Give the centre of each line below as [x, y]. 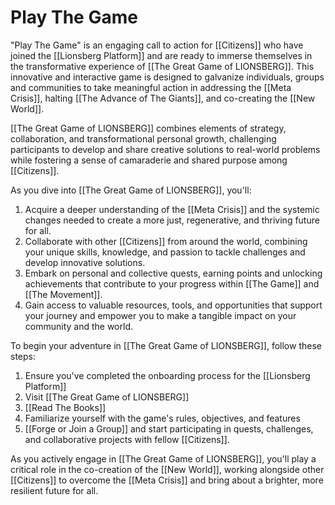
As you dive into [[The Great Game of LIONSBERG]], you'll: [131, 190]
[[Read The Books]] [65, 407]
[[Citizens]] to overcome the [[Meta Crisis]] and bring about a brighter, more [167, 480]
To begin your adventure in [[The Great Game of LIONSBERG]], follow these [166, 345]
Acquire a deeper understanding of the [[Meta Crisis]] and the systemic [172, 209]
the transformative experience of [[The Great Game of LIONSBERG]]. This [162, 66]
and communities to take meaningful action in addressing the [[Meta [151, 87]
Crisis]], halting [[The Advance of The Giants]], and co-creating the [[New [163, 98]
